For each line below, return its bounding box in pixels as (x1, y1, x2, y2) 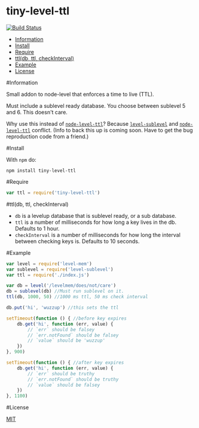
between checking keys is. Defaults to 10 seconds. (14, 238, 140, 245)
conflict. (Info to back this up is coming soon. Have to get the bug (32, 126, 193, 133)
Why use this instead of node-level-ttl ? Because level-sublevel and (6, 120, 179, 127)
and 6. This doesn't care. (6, 108, 68, 116)
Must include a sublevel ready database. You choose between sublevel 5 (6, 102, 186, 109)
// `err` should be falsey (27, 326, 95, 333)
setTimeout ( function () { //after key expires (6, 360, 124, 366)
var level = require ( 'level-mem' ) (6, 260, 93, 267)
